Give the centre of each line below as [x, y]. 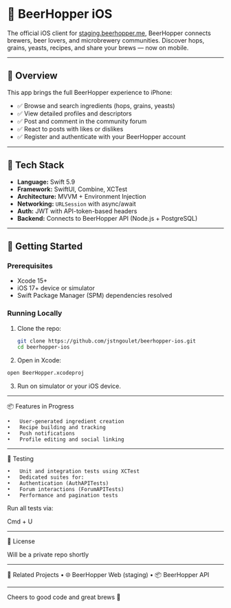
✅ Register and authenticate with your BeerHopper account [101, 136]
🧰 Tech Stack [36, 165]
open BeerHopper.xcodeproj [46, 373]
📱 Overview [32, 76]
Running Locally [35, 314]
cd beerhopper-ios [43, 347]
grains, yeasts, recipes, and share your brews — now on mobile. [98, 47]
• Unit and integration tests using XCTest [73, 471]
